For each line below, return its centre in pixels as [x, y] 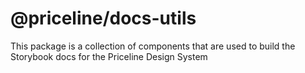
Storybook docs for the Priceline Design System [109, 56]
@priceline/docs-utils [103, 18]
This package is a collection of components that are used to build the [153, 46]
